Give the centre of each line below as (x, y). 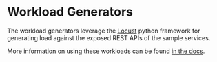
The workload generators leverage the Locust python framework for (104, 31)
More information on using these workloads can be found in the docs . (106, 51)
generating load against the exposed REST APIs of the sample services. (109, 37)
